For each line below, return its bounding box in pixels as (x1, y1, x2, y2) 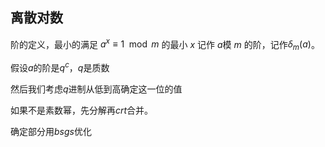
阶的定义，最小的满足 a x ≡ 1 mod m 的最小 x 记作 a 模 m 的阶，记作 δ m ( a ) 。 (10, 36, 320, 53)
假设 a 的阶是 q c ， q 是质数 (10, 60, 110, 73)
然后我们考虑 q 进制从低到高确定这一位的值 (10, 83, 183, 95)
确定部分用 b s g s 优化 (10, 125, 92, 137)
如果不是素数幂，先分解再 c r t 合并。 (10, 104, 154, 116)
